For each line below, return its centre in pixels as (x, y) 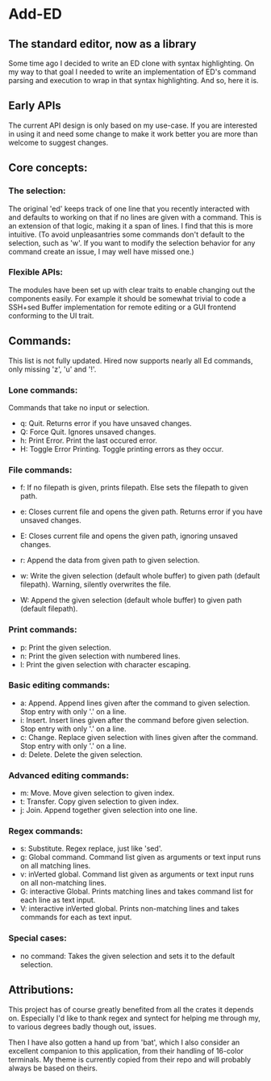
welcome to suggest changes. (58, 142)
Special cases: (38, 938)
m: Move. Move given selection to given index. (97, 793)
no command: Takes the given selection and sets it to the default (127, 956)
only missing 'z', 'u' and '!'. (52, 369)
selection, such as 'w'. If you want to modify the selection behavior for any (132, 242)
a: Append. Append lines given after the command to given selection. (135, 703)
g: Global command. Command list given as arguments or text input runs (140, 857)
